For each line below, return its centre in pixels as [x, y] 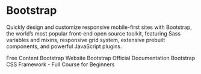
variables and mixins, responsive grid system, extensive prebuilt [86, 40]
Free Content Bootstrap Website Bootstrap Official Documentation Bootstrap [101, 58]
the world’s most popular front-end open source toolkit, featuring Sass [94, 33]
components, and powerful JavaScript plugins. [64, 46]
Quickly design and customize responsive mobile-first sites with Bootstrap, [99, 27]
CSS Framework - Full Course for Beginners [60, 64]
